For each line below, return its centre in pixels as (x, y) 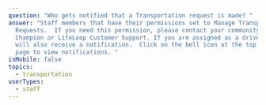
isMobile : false (35, 60)
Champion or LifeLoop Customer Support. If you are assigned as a (127, 37)
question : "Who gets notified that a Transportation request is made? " (131, 15)
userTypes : (26, 81)
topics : (21, 67)
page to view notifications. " (67, 52)
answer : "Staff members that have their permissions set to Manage (122, 23)
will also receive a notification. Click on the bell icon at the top (136, 45)
